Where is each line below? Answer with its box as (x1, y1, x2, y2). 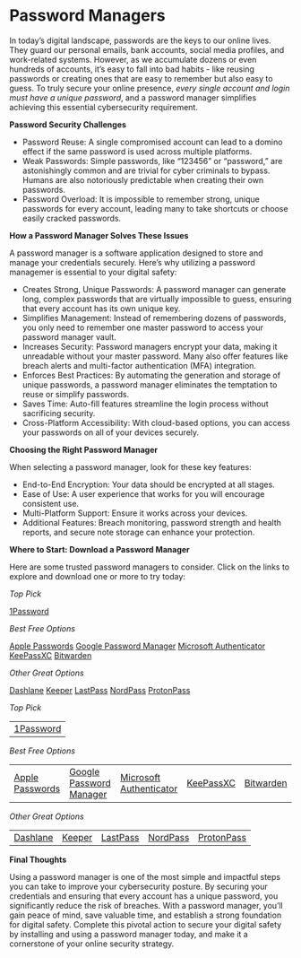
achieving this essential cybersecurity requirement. (9, 101, 199, 112)
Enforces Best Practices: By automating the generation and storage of (21, 370, 280, 380)
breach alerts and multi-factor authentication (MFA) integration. (21, 360, 257, 370)
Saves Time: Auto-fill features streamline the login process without (21, 398, 269, 409)
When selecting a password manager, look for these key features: (9, 461, 253, 472)
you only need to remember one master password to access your (21, 322, 264, 333)
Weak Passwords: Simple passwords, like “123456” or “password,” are (21, 155, 283, 166)
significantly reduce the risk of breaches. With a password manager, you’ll (9, 900, 284, 910)
